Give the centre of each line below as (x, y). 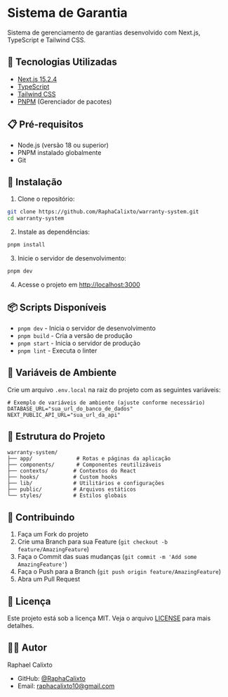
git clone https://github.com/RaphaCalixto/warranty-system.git (103, 212)
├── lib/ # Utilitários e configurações (86, 484)
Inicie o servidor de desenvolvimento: (72, 258)
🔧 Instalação (35, 182)
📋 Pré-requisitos (46, 125)
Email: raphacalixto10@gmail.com (66, 686)
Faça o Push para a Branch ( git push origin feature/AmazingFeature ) (119, 572)
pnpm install (26, 245)
